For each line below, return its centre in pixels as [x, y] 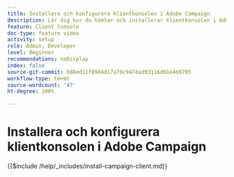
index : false [26, 66]
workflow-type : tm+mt [39, 78]
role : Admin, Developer [42, 46]
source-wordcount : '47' [42, 85]
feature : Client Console [43, 26]
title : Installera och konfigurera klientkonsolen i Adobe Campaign [109, 14]
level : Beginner [31, 53]
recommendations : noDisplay [48, 59]
